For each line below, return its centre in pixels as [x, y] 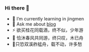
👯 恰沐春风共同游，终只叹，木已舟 [48, 38]
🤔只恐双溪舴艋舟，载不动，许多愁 [47, 44]
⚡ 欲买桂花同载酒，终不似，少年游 [48, 30]
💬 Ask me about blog [34, 24]
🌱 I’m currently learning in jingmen [48, 19]
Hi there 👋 [17, 8]
